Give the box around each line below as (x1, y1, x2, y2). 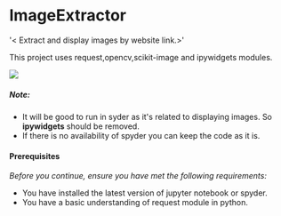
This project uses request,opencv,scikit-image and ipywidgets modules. (9, 52, 273, 62)
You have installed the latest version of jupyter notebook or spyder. (21, 188, 269, 198)
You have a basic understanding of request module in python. (21, 197, 249, 208)
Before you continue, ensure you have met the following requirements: (9, 171, 267, 181)
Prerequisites (9, 150, 60, 161)
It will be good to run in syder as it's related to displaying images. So (21, 111, 273, 122)
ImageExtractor (9, 5, 127, 26)
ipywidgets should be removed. (21, 121, 140, 132)
